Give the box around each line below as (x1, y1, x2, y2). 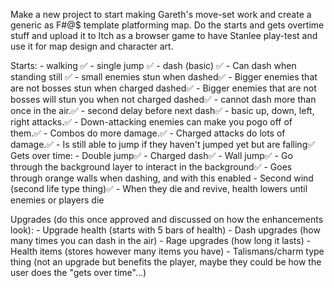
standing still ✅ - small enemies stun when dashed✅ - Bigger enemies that (10, 71, 318, 83)
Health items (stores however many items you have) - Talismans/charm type (10, 245, 325, 257)
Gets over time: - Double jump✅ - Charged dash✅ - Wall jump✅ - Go (10, 150, 293, 161)
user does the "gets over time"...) (10, 267, 147, 278)
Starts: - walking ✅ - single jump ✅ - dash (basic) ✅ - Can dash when (10, 60, 297, 71)
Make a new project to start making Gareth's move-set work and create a (10, 9, 312, 20)
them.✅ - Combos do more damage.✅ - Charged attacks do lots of (10, 127, 286, 139)
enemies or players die (10, 194, 105, 206)
